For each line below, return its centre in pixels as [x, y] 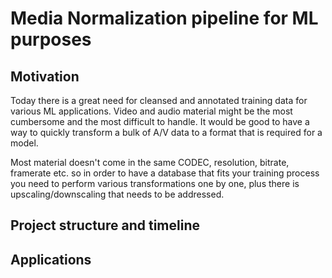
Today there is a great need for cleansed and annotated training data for [159, 100]
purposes [51, 39]
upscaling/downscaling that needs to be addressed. [117, 194]
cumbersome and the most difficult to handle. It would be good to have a [160, 121]
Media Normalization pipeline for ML [164, 18]
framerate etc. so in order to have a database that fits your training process [165, 173]
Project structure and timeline [105, 225]
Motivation [45, 76]
